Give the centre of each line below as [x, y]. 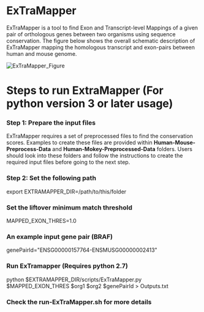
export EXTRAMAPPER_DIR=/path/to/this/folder [66, 192]
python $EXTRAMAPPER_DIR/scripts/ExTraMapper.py [74, 279]
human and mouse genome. [42, 53]
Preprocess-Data [28, 149]
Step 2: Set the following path [51, 178]
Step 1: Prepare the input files [51, 123]
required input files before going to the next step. [68, 162]
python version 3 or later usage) [90, 103]
